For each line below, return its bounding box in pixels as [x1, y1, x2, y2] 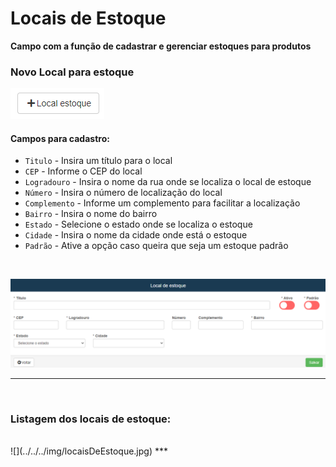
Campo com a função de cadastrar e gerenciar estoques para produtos [10, 40, 312, 52]
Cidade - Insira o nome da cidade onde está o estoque [24, 229, 248, 241]
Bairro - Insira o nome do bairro [24, 208, 158, 220]
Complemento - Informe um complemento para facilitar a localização [24, 197, 301, 209]
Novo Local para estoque [10, 65, 135, 79]
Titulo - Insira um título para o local [24, 155, 173, 167]
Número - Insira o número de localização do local [24, 187, 223, 199]
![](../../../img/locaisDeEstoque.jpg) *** [10, 445, 169, 457]
